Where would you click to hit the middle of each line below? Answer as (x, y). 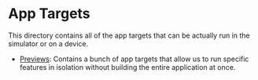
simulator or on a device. (48, 43)
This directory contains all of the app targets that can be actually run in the (129, 35)
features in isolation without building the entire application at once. (127, 67)
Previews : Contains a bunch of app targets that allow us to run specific (134, 59)
